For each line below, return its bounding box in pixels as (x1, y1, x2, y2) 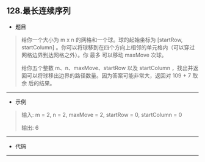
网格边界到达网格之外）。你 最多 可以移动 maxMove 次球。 (21, 51, 167, 58)
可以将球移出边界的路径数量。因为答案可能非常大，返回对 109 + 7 (26, 72, 192, 79)
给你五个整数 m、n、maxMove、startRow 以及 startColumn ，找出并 (21, 64, 193, 71)
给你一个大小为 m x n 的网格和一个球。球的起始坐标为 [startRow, (21, 36, 183, 43)
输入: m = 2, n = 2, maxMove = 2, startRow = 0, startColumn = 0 (21, 111, 182, 118)
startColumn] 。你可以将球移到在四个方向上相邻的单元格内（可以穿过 (21, 43, 195, 51)
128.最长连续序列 (6, 5, 71, 16)
